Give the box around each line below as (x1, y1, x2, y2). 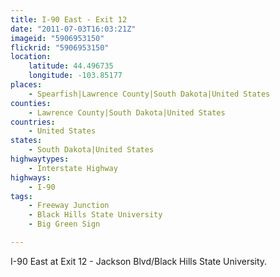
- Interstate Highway (28, 163, 118, 173)
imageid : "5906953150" (10, 33, 105, 43)
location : (10, 52, 52, 62)
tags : (10, 191, 33, 201)
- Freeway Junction (28, 201, 110, 211)
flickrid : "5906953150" (10, 42, 110, 53)
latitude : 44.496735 (28, 61, 114, 71)
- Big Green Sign (28, 219, 101, 230)
